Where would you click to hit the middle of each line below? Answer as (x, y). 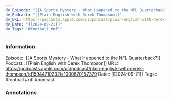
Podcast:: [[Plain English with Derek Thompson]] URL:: (62, 63)
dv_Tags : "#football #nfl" (34, 29)
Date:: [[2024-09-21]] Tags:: (128, 74)
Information (20, 47)
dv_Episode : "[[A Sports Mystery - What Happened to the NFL (72, 10)
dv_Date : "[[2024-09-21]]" (34, 24)
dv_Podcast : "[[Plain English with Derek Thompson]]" (64, 15)
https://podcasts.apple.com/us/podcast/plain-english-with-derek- (75, 69)
